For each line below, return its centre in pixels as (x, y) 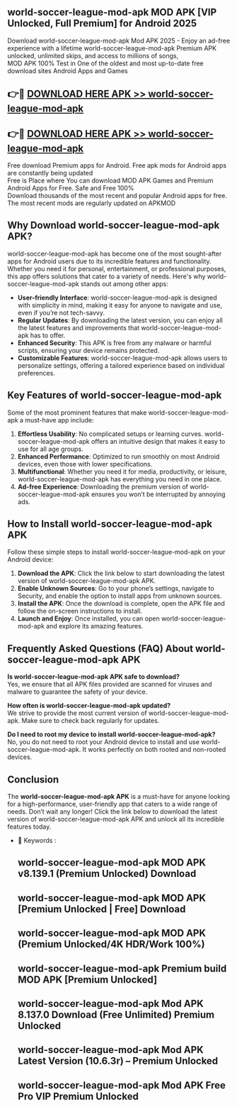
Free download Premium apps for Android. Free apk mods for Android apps (117, 165)
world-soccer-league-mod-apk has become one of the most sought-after (115, 253)
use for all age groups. (50, 449)
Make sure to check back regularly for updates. (91, 721)
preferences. (36, 373)
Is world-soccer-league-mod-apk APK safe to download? (94, 677)
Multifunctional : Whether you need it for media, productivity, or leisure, (122, 471)
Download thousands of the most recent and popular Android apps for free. (117, 196)
